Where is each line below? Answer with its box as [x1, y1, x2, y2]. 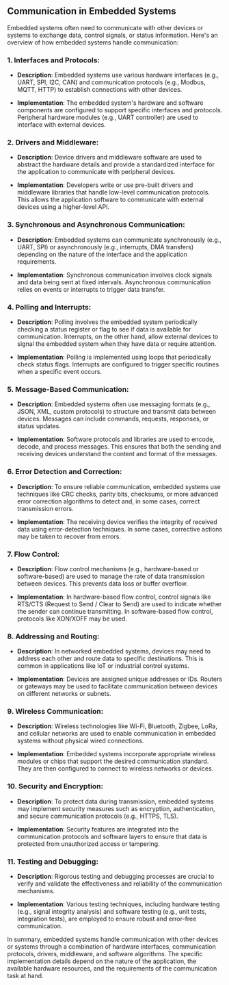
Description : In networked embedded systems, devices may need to [16, 647, 211, 656]
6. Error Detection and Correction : [7, 467, 122, 477]
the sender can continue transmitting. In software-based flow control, [16, 607, 213, 615]
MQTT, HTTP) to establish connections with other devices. [16, 86, 183, 94]
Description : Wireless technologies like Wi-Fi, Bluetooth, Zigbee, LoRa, [16, 722, 217, 730]
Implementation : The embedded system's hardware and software [16, 99, 204, 107]
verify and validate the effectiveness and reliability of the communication [16, 880, 222, 888]
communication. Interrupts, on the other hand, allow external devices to [16, 332, 219, 340]
